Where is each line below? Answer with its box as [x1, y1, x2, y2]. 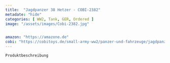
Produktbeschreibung [5, 53, 49, 58]
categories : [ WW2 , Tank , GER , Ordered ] [5, 16, 94, 21]
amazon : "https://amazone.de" [5, 34, 69, 40]
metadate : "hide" [5, 12, 42, 17]
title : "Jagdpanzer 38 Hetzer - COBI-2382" [5, 7, 101, 12]
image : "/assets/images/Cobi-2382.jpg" [5, 21, 90, 26]
